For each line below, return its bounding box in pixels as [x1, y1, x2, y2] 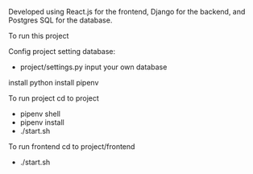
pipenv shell [19, 109, 60, 118]
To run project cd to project [8, 93, 99, 103]
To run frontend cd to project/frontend [8, 142, 135, 151]
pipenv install [19, 118, 64, 127]
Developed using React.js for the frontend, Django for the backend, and [8, 7, 246, 16]
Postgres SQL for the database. [8, 15, 113, 25]
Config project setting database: [8, 47, 116, 56]
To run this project [8, 31, 69, 40]
